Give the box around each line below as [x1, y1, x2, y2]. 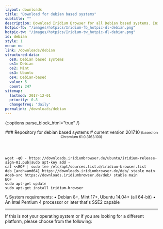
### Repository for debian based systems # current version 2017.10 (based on [5, 129, 158, 135]
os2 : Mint [9, 66, 29, 71]
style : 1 [5, 39, 23, 44]
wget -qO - [5, 156, 27, 160]
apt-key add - [42, 160, 70, 165]
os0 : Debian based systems [9, 57, 64, 62]
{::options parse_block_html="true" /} [5, 120, 80, 125]
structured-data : [5, 52, 40, 57]
